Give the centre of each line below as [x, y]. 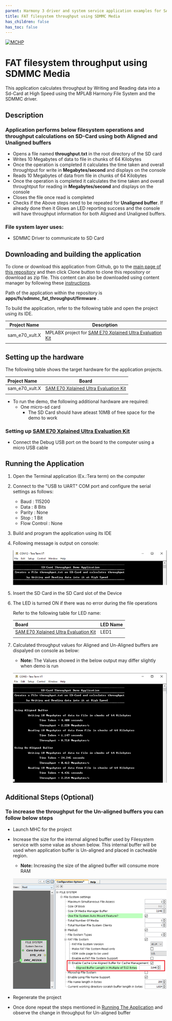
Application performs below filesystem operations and [75, 130]
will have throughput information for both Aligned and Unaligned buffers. [89, 213]
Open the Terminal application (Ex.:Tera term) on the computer [79, 476]
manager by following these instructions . [48, 283]
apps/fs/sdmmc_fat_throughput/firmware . [52, 298]
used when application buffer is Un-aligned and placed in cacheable [85, 850]
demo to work [43, 417]
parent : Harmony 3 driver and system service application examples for [83, 11]
